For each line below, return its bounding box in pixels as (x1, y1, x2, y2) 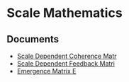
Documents (6, 33, 60, 45)
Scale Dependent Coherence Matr (16, 52, 118, 60)
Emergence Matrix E (16, 67, 77, 75)
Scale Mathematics (6, 5, 123, 21)
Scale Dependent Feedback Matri (16, 59, 115, 68)
